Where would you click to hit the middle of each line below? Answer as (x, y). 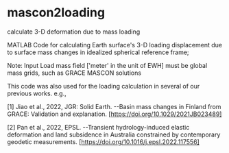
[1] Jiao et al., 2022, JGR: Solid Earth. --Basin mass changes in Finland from (114, 106)
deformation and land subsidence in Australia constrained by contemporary (114, 134)
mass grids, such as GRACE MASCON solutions (74, 73)
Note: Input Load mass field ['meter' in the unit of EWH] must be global (107, 65)
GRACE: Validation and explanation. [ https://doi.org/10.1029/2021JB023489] (114, 114)
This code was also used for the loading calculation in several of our (104, 86)
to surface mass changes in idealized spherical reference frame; (98, 52)
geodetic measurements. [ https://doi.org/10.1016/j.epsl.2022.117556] (104, 141)
